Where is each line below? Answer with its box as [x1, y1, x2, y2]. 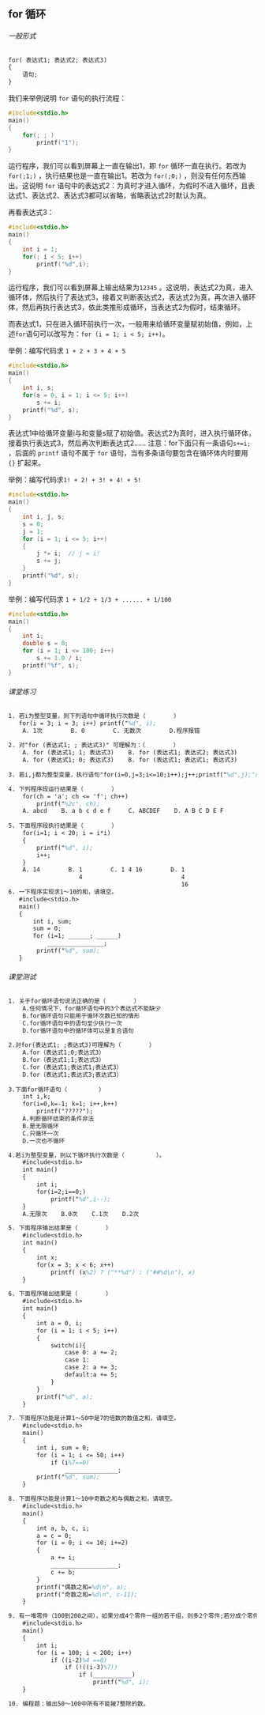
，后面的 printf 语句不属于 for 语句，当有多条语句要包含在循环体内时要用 [8, 448, 248, 458]
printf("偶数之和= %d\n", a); [36, 1583, 128, 1591]
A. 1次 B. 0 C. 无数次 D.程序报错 [22, 727, 200, 735]
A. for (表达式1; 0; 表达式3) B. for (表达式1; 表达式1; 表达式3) [22, 756, 238, 765]
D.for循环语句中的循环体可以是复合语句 [22, 1026, 134, 1034]
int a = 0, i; [36, 1319, 83, 1327]
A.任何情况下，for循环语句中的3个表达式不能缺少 [22, 1004, 162, 1012]
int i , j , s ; [22, 513, 65, 521]
